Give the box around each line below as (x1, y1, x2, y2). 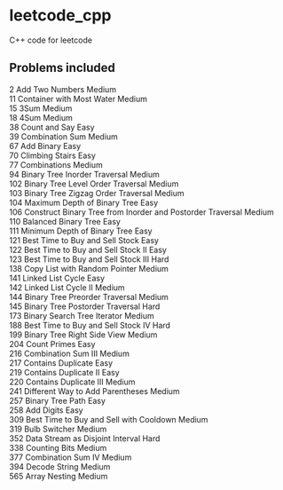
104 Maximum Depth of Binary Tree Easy (9, 197, 158, 208)
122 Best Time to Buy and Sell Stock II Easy (9, 244, 167, 255)
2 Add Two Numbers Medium (9, 83, 117, 94)
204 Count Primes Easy (9, 338, 96, 349)
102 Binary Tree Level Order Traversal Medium (9, 178, 179, 189)
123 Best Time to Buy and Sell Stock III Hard (9, 254, 169, 265)
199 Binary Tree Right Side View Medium (9, 329, 158, 340)
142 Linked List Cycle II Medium (9, 281, 126, 293)
